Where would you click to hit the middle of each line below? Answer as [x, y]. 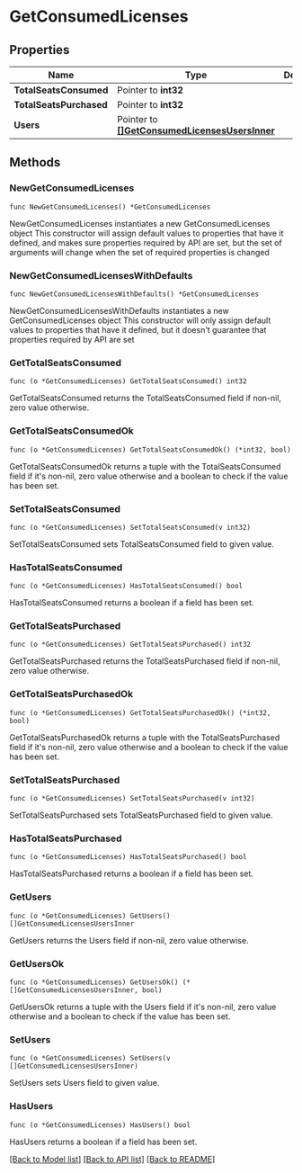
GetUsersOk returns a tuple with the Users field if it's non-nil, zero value [143, 1007]
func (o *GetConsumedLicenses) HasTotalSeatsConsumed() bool [126, 586]
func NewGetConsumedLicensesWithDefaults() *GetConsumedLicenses [134, 294]
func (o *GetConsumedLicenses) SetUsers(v [90, 1059]
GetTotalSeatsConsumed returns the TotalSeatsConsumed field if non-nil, [145, 398]
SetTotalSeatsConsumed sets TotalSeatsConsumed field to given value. [142, 544]
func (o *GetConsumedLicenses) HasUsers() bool [100, 1125]
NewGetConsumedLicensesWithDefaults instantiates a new [119, 310]
